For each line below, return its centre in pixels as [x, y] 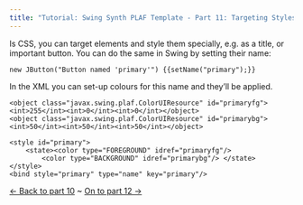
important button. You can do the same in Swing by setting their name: [141, 53]
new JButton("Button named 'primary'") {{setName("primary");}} [133, 70]
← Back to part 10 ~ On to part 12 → [76, 191]
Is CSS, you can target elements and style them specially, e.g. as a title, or [147, 43]
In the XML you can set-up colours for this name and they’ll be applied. [141, 86]
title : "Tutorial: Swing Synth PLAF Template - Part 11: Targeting [139, 18]
